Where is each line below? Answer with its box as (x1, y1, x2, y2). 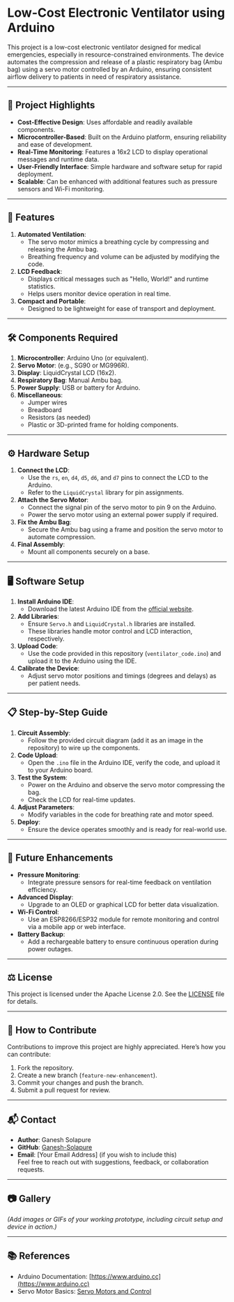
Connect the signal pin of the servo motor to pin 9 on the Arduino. (27, 503, 217, 511)
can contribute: (7, 1050, 51, 1059)
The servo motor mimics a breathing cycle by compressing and (27, 237, 209, 246)
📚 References (7, 1250, 70, 1262)
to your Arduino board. (27, 766, 93, 774)
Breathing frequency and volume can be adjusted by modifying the (27, 252, 220, 261)
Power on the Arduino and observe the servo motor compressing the (27, 780, 225, 789)
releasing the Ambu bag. (27, 244, 99, 253)
